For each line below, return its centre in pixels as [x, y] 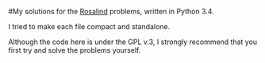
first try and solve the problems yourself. [75, 50]
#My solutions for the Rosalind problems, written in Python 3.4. [111, 11]
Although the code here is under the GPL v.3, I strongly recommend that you [133, 42]
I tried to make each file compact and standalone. [89, 26]
